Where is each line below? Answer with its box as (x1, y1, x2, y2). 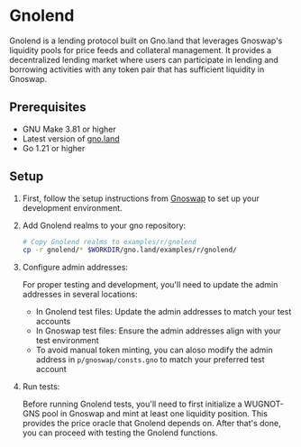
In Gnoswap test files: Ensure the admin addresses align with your (35, 325, 281, 336)
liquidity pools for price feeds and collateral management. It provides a (9, 44, 272, 55)
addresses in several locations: (22, 289, 138, 300)
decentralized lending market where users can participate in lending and (9, 54, 279, 65)
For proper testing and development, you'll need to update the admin (22, 279, 278, 290)
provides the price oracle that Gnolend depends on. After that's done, (22, 418, 281, 429)
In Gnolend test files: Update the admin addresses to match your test (35, 306, 292, 317)
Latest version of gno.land (22, 132, 120, 144)
